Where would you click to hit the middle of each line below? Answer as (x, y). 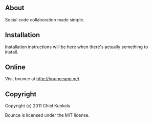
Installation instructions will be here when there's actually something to (76, 47)
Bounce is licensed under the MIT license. (47, 115)
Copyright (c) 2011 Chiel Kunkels (38, 106)
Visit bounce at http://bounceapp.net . (43, 79)
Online (15, 67)
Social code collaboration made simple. (45, 19)
